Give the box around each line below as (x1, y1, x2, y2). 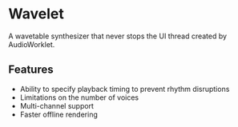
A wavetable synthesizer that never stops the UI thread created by (8, 31, 227, 41)
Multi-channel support (19, 101, 95, 110)
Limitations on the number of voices (19, 93, 139, 102)
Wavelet (8, 5, 64, 23)
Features (8, 63, 54, 77)
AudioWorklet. (8, 39, 55, 49)
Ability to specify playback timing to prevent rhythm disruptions (19, 84, 230, 93)
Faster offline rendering (19, 109, 99, 119)
